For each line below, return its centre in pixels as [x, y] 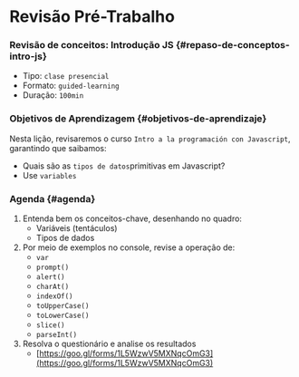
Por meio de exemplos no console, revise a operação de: [129, 247]
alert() [50, 277]
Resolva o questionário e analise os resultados [109, 344]
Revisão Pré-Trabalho [92, 17]
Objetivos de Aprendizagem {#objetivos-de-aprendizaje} [138, 119]
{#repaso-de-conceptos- [232, 45]
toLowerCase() [63, 316]
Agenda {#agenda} [53, 198]
